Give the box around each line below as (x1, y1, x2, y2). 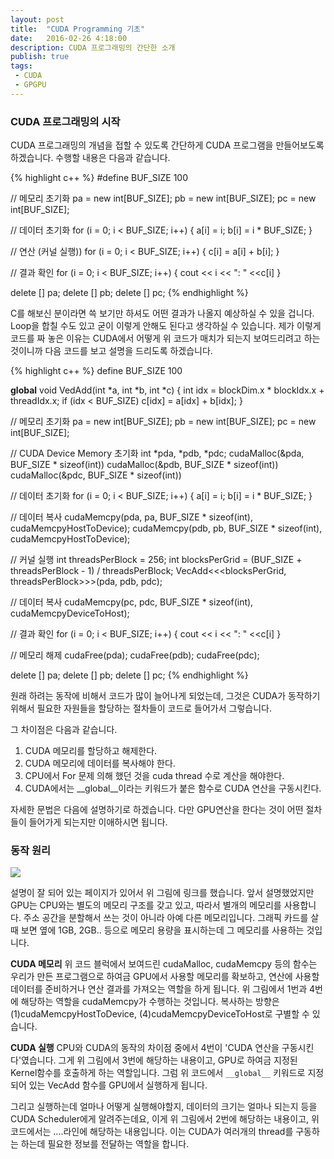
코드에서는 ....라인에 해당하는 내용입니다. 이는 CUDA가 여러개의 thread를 (10, 1126, 294, 1138)
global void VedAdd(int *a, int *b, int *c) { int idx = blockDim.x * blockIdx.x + (10, 384, 325, 396)
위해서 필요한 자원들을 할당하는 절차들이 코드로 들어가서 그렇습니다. (10, 702, 272, 715)
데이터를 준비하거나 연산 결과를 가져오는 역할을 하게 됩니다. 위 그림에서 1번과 (10, 983, 308, 995)
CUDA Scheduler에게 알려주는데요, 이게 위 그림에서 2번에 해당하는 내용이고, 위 (10, 1113, 320, 1125)
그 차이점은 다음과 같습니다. (10, 724, 118, 736)
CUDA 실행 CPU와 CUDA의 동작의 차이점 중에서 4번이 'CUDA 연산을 (10, 1042, 280, 1054)
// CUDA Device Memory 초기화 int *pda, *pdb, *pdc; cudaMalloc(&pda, (10, 447, 305, 460)
